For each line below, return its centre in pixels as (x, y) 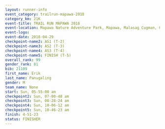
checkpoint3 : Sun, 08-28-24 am (37, 101)
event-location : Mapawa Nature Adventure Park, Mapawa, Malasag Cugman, (81, 28)
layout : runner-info (26, 10)
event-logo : (17, 32)
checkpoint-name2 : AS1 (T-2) (35, 42)
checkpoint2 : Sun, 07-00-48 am (37, 96)
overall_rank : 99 (23, 60)
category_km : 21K (23, 19)
